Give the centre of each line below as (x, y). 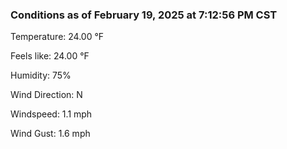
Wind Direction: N (46, 95)
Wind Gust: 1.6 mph (50, 134)
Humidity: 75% (41, 75)
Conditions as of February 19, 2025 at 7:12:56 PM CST (144, 15)
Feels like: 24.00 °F (50, 56)
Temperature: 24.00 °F (57, 37)
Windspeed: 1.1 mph (51, 114)
